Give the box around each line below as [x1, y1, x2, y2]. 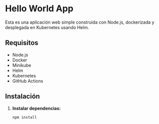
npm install [12, 115, 37, 120]
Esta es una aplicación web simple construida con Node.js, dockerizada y [5, 19, 155, 25]
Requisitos [5, 39, 38, 47]
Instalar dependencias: [12, 105, 61, 111]
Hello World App [5, 3, 74, 14]
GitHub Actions [12, 78, 43, 84]
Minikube [12, 62, 32, 68]
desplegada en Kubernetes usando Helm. [5, 24, 90, 30]
